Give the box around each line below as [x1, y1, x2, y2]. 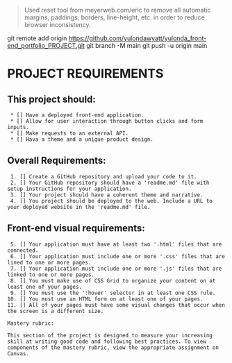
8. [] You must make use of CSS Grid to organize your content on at [10, 277, 216, 284]
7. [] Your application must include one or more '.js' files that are [10, 265, 222, 272]
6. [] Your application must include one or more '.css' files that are [10, 253, 226, 260]
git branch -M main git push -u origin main [86, 42, 208, 49]
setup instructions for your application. [7, 185, 132, 192]
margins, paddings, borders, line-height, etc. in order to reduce [24, 13, 205, 22]
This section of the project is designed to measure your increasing [7, 332, 213, 339]
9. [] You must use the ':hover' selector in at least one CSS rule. [10, 289, 216, 296]
